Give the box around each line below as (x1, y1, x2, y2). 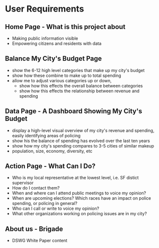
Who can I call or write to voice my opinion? (12, 205, 100, 211)
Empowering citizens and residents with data (12, 41, 101, 46)
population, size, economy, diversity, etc (12, 148, 93, 154)
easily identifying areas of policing (12, 132, 81, 138)
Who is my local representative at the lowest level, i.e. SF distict (12, 175, 139, 181)
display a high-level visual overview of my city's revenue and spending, (12, 127, 155, 133)
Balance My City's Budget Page (5, 55, 102, 63)
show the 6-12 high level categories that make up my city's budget (12, 67, 145, 73)
